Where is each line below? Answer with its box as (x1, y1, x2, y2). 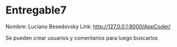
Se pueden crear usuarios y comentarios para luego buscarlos (5, 34, 158, 41)
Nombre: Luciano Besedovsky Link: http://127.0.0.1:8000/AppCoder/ (5, 23, 171, 30)
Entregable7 (5, 4, 67, 17)
